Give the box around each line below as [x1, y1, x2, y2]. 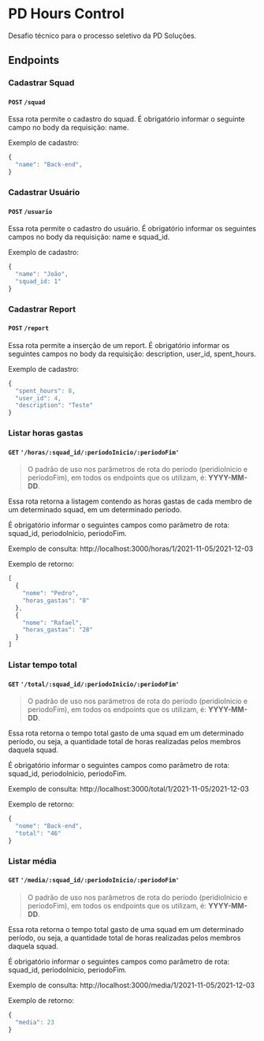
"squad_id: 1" [15, 277, 61, 285]
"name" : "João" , [15, 270, 69, 279]
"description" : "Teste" [15, 402, 93, 410]
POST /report [8, 324, 50, 332]
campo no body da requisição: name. [8, 123, 129, 133]
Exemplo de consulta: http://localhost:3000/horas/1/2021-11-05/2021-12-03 [8, 544, 254, 553]
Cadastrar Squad [8, 77, 75, 88]
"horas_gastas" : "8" [22, 597, 90, 605]
